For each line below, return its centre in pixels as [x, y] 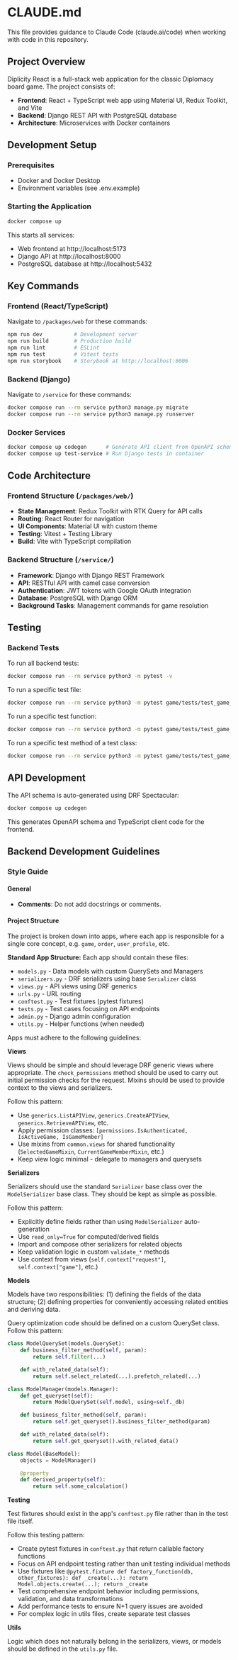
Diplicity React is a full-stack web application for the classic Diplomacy [110, 79]
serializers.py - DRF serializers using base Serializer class [107, 979]
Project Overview [46, 62]
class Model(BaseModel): [44, 1454]
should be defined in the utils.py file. [63, 1649]
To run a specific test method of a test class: [72, 743]
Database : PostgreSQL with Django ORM [78, 598]
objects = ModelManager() [58, 1460]
